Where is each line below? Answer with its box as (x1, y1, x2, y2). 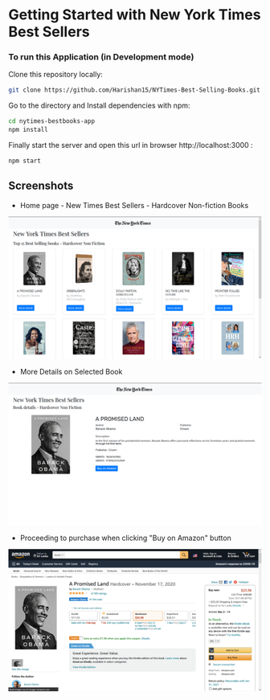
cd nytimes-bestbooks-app (8, 117, 95, 125)
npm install (8, 126, 48, 134)
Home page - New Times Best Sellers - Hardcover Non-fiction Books (19, 200, 249, 210)
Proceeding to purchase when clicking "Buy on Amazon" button (19, 533, 231, 542)
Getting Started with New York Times (8, 6, 261, 24)
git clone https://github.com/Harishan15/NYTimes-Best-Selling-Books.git (8, 86, 261, 94)
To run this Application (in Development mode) (8, 51, 194, 63)
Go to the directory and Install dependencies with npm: (8, 100, 190, 110)
